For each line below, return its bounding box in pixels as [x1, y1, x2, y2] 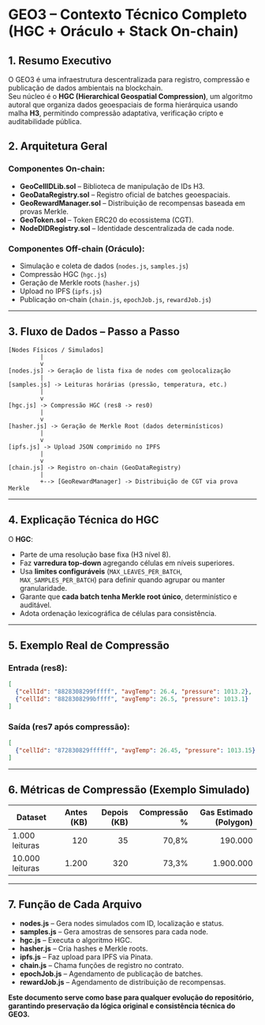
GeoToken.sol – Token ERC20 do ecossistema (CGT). [19, 215, 194, 225]
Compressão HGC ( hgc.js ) [19, 269, 107, 278]
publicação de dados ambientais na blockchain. [8, 83, 163, 93]
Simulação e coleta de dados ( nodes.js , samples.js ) [19, 261, 189, 270]
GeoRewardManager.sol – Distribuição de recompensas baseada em [19, 198, 246, 207]
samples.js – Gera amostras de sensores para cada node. [19, 927, 209, 936]
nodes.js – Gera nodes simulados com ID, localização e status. [19, 919, 225, 929]
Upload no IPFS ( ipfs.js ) [19, 286, 103, 296]
